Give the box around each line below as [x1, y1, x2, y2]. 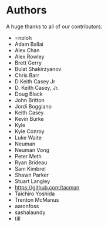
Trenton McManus [14, 196, 59, 203]
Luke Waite [14, 134, 42, 141]
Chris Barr [14, 72, 40, 79]
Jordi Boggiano [14, 103, 52, 110]
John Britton [14, 96, 45, 103]
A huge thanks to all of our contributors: [6, 23, 103, 30]
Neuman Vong [14, 146, 50, 153]
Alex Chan [14, 46, 40, 53]
